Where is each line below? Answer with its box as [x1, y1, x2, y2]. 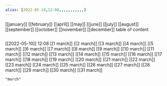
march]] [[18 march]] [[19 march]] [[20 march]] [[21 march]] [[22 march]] [5, 56, 155, 62]
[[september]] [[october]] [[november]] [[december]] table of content [5, 26, 149, 32]
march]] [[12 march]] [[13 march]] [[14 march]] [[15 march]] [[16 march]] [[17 [5, 51, 162, 57]
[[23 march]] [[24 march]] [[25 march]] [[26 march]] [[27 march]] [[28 [5, 61, 150, 67]
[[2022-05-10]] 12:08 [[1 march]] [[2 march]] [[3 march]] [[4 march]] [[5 [5, 40, 154, 46]
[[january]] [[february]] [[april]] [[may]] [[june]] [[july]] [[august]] [5, 21, 139, 27]
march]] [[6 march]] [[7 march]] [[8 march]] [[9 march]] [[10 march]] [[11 [5, 45, 154, 51]
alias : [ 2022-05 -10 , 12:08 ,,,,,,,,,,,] [5, 7, 86, 12]
